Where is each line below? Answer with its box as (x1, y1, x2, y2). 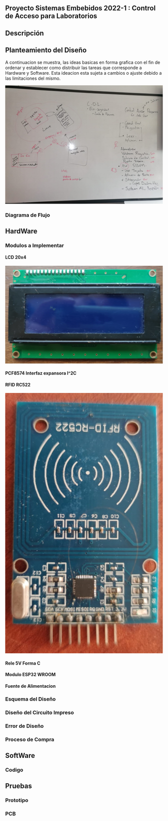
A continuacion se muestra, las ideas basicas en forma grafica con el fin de (5, 59, 160, 65)
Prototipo (5, 797, 28, 804)
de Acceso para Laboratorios (5, 12, 97, 21)
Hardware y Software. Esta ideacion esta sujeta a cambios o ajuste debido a (5, 70, 162, 76)
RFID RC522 (5, 381, 31, 387)
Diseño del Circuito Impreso (5, 709, 74, 716)
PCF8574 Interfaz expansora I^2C (5, 370, 76, 376)
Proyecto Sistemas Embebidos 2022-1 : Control (5, 4, 156, 13)
